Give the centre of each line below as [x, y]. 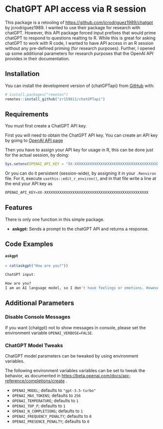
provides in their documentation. [38, 58]
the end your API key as [29, 184]
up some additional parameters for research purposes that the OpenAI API [79, 53]
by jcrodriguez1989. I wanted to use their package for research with [73, 27]
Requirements [27, 114]
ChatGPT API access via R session [76, 9]
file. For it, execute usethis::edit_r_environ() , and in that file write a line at [81, 179]
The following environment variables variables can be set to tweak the [75, 370]
